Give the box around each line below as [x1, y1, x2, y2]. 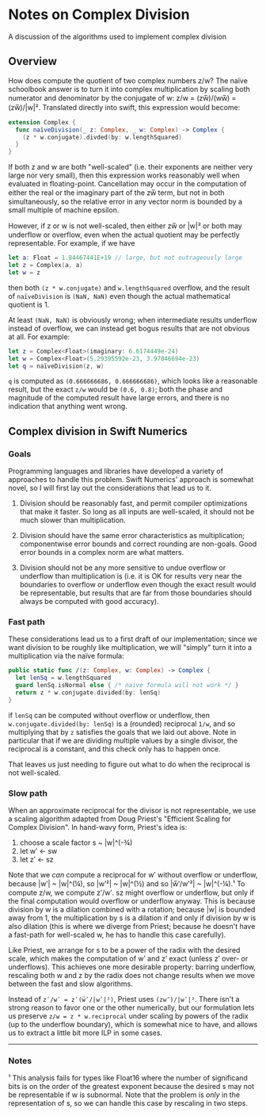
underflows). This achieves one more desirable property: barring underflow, [8, 962, 256, 972]
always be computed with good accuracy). [19, 597, 160, 606]
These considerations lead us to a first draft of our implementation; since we [8, 634, 257, 644]
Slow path [8, 787, 47, 798]
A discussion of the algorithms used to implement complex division [8, 32, 227, 41]
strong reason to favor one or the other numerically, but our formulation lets [8, 1003, 255, 1012]
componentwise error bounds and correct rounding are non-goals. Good [19, 539, 257, 548]
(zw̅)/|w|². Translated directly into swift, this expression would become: [8, 102, 241, 112]
